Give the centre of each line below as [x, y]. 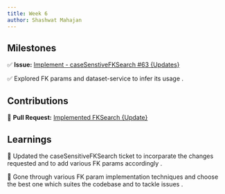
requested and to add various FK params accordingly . [85, 163]
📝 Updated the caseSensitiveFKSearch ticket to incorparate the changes [110, 156]
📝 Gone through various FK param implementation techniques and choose [113, 177]
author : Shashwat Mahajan [44, 20]
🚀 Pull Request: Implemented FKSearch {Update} [78, 118]
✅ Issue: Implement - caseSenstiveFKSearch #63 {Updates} [93, 65]
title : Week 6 [28, 14]
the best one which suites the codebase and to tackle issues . [95, 184]
